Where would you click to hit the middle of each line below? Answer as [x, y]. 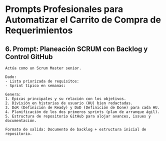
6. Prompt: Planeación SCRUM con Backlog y [76, 49]
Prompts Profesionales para [64, 9]
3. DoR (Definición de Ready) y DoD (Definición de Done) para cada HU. [82, 107]
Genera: [13, 94]
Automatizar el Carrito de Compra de [83, 20]
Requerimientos [39, 30]
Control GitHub [29, 57]
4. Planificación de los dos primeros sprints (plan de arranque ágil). [82, 112]
